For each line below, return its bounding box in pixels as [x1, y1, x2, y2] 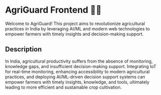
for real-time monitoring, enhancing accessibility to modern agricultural [5, 69, 150, 74]
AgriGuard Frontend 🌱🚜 [5, 4, 102, 16]
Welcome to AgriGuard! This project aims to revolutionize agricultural [5, 21, 145, 26]
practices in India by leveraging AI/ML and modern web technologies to [5, 25, 150, 31]
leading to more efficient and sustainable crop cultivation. [5, 84, 122, 90]
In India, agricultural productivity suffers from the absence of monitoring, [5, 58, 153, 64]
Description [5, 45, 42, 53]
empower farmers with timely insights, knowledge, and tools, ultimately [5, 79, 150, 85]
